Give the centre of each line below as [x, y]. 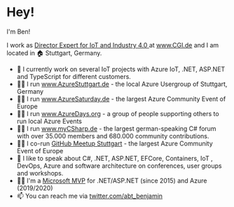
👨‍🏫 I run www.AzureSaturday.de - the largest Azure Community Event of [121, 99]
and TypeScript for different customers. [74, 76]
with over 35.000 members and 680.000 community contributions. [113, 136]
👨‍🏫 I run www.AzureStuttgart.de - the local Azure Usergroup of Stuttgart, [122, 84]
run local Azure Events [49, 121]
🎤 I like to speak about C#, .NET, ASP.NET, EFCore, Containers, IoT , [115, 158]
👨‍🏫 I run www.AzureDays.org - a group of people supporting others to [118, 113]
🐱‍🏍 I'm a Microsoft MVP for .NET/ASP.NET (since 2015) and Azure [112, 180]
